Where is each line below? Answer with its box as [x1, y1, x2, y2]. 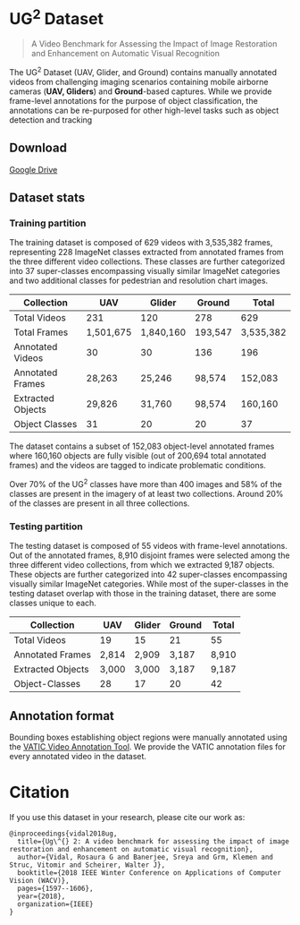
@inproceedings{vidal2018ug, [9, 829, 118, 838]
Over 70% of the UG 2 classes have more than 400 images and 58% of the [9, 477, 283, 490]
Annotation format [9, 708, 114, 724]
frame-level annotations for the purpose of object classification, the [9, 95, 259, 106]
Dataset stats [9, 190, 86, 206]
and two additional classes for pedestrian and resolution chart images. [9, 275, 269, 287]
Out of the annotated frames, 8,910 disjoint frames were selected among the [9, 550, 290, 561]
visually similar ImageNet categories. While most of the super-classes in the [9, 578, 288, 589]
